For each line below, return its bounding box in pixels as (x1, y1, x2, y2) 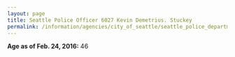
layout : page (7, 10, 45, 17)
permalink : (7, 23, 39, 30)
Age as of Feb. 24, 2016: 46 (7, 42, 89, 51)
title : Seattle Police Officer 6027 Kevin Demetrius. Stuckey (7, 17, 192, 24)
